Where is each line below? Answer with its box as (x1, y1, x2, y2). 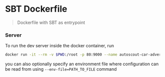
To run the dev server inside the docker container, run (5, 43, 114, 49)
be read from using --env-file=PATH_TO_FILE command (5, 66, 117, 72)
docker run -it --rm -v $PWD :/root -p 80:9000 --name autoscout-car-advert (5, 52, 164, 57)
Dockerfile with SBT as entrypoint (17, 19, 85, 25)
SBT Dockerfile (5, 3, 67, 15)
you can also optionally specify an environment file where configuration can (5, 61, 159, 67)
